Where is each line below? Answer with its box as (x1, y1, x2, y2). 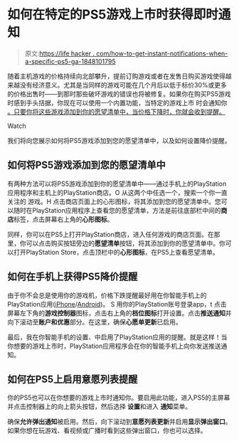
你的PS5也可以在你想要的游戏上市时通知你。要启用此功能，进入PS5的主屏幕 (7, 393, 230, 402)
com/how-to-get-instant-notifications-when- (95, 49, 228, 58)
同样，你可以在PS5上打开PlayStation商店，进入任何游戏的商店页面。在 (7, 230, 215, 238)
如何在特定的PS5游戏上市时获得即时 (7, 6, 218, 23)
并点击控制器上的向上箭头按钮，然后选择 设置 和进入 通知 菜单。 (7, 403, 192, 411)
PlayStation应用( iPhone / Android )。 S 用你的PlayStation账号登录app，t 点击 (7, 299, 227, 308)
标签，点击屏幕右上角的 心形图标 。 (14, 215, 114, 223)
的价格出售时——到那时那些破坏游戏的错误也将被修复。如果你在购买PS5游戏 (7, 90, 231, 98)
